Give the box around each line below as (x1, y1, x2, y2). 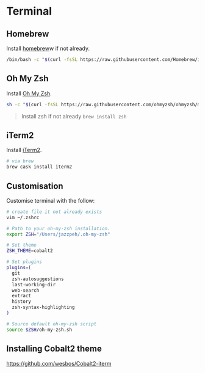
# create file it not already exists (6, 209, 103, 215)
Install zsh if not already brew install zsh (21, 112, 127, 120)
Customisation (6, 181, 63, 191)
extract (12, 293, 32, 299)
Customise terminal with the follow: (6, 197, 95, 204)
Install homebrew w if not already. (6, 45, 90, 52)
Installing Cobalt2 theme (6, 344, 103, 354)
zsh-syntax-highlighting (12, 304, 75, 311)
